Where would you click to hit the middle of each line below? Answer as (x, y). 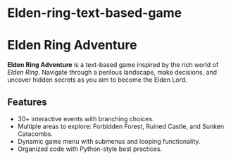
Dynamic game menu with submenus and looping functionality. (109, 141)
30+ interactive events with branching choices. (86, 118)
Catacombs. (35, 134)
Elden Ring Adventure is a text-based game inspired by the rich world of (113, 65)
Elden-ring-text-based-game (94, 13)
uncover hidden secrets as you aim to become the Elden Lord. (98, 80)
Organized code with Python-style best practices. (90, 149)
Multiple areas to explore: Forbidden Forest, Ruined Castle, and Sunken (121, 126)
